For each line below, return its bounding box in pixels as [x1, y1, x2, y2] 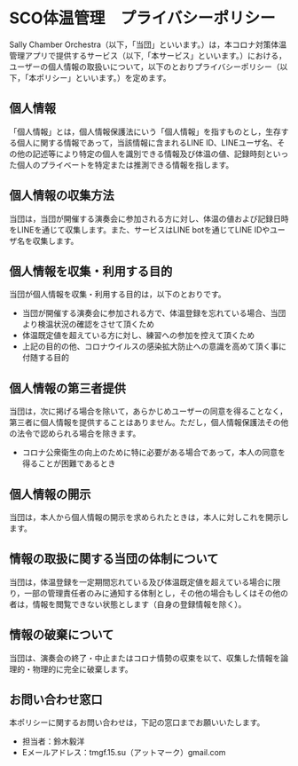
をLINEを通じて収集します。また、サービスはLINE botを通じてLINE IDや [9, 224, 271, 235]
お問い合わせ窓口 [9, 692, 103, 707]
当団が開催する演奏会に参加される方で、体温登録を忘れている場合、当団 [21, 308, 286, 319]
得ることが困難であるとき [21, 458, 116, 469]
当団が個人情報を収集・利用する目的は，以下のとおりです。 [9, 289, 226, 300]
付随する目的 [21, 352, 69, 363]
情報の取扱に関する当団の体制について [9, 551, 219, 566]
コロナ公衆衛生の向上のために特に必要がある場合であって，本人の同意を [21, 447, 286, 458]
